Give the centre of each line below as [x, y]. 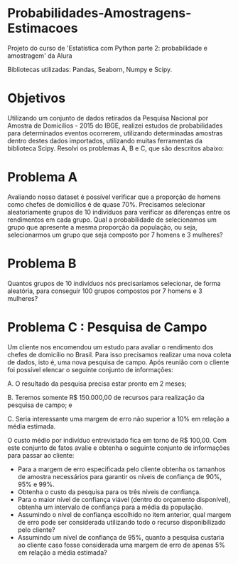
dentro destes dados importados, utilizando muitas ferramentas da [105, 140]
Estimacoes [43, 28]
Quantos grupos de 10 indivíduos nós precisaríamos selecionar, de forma [114, 283]
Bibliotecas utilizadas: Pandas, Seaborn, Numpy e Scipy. [90, 69]
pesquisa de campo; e [40, 405]
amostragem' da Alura [40, 56]
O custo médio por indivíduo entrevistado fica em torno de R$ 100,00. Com [117, 440]
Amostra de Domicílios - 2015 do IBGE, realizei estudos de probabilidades [115, 125]
